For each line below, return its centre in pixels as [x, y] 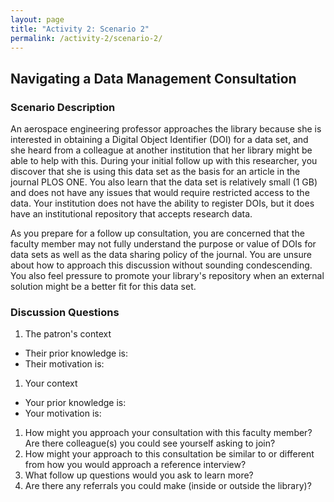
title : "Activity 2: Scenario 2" [80, 29]
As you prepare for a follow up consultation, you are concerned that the [157, 233]
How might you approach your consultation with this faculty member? [168, 433]
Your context [51, 383]
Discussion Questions [65, 312]
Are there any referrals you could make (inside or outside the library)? [168, 486]
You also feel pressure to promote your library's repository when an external [167, 276]
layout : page [37, 19]
